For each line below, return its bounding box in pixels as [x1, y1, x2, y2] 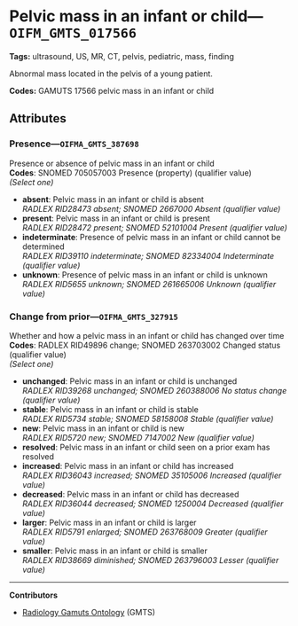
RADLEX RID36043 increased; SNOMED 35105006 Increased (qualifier [21, 470, 282, 481]
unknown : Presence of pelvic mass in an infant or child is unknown [21, 269, 269, 280]
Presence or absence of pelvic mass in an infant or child [9, 158, 215, 168]
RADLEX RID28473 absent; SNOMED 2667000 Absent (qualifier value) [21, 203, 281, 214]
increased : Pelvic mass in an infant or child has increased [21, 460, 234, 471]
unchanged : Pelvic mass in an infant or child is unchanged [21, 375, 238, 387]
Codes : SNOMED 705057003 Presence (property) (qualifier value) [9, 167, 253, 178]
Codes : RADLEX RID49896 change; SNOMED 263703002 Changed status [9, 340, 281, 350]
